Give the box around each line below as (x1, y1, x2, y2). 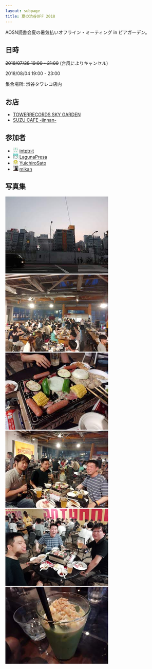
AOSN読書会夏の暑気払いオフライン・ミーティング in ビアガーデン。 (5, 29, 150, 35)
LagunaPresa (19, 154, 47, 160)
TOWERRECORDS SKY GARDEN (12, 112, 81, 118)
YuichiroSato (19, 160, 47, 166)
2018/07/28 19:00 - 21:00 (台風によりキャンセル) (5, 60, 108, 66)
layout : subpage (5, 8, 40, 13)
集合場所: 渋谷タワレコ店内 (5, 81, 62, 87)
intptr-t (19, 147, 34, 154)
